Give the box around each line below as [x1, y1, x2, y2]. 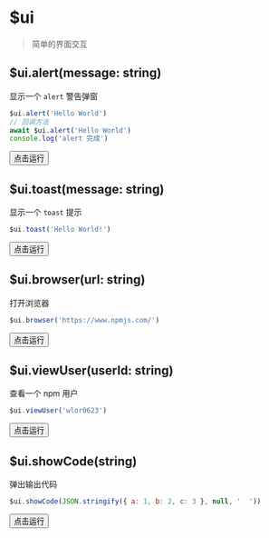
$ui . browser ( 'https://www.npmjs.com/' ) [9, 315, 160, 324]
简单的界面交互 [31, 38, 88, 49]
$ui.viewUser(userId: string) [9, 363, 174, 379]
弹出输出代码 [9, 479, 57, 490]
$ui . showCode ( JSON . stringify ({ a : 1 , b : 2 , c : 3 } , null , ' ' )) [9, 497, 262, 506]
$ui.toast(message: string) [9, 181, 165, 197]
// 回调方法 [9, 117, 50, 126]
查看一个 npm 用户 [9, 388, 79, 399]
